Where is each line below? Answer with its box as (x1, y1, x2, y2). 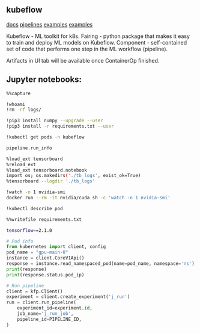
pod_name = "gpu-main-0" (6, 249, 68, 255)
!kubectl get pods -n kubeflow (6, 134, 85, 140)
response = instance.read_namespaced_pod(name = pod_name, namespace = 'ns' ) (6, 261, 195, 267)
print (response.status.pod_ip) (6, 272, 85, 278)
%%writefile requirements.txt (6, 216, 82, 222)
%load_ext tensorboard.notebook (6, 167, 87, 173)
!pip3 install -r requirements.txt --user (6, 123, 114, 129)
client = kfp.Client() (6, 288, 63, 294)
